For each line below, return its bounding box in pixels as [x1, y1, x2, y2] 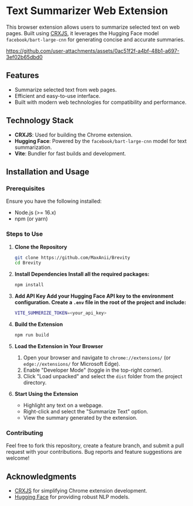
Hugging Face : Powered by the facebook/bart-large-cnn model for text [14, 137, 187, 144]
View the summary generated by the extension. [23, 414, 137, 421]
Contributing [6, 429, 43, 437]
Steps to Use [6, 230, 43, 238]
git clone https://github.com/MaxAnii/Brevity [14, 254, 130, 260]
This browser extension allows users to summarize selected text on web [6, 23, 180, 30]
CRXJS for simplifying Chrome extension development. [14, 487, 147, 494]
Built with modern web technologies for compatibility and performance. [14, 99, 187, 106]
